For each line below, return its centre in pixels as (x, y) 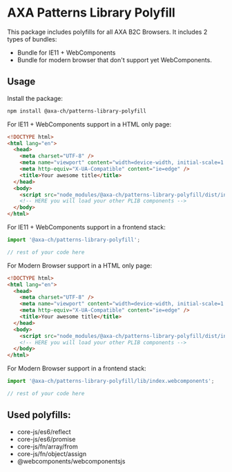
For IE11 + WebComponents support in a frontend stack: (86, 227)
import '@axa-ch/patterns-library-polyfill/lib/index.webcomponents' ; (111, 381)
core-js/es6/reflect (44, 432)
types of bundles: (32, 39)
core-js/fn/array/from (47, 446)
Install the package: (35, 98)
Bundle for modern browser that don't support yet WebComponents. (114, 59)
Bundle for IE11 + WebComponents (66, 53)
